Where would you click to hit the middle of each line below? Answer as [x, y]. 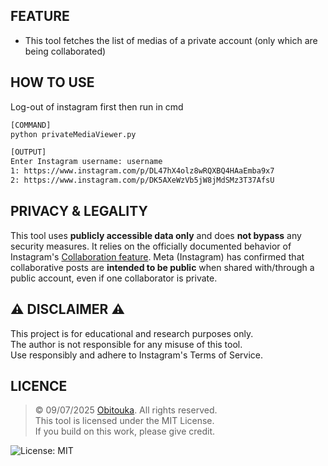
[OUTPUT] [28, 152]
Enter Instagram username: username [86, 162]
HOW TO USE [52, 82]
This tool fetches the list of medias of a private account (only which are [171, 40]
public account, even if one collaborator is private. [114, 278]
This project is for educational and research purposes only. [132, 333]
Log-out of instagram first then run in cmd [97, 106]
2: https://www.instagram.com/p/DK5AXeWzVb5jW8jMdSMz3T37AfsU [142, 180]
